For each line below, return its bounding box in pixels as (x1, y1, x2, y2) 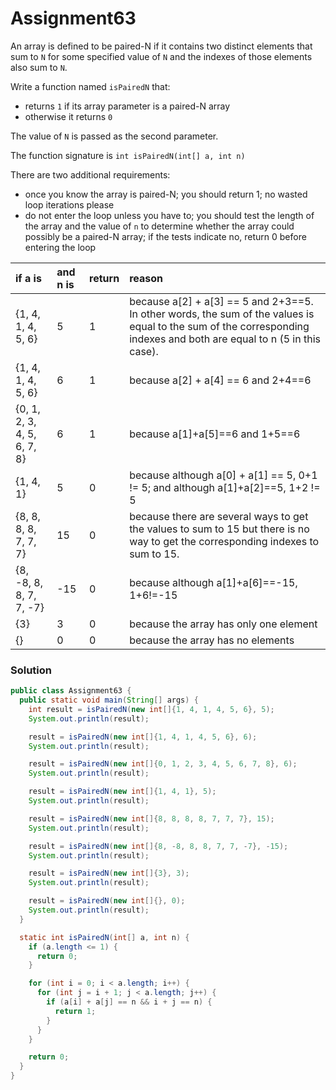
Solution (10, 663, 53, 677)
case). (129, 344, 159, 358)
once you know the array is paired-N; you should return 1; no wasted (24, 188, 308, 200)
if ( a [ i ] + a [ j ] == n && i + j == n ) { (46, 997, 213, 1007)
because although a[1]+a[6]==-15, (129, 575, 298, 589)
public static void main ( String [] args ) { (19, 695, 199, 706)
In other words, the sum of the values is (129, 307, 315, 321)
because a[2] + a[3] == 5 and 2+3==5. (129, 294, 314, 308)
